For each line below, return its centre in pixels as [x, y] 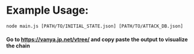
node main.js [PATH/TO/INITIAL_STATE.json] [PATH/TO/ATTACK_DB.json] [95, 26]
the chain [18, 46]
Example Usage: [47, 10]
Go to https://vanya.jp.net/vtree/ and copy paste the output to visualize [97, 39]
